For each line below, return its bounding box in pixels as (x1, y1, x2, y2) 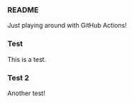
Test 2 (7, 72, 30, 82)
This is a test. (7, 55, 47, 63)
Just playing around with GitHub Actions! (7, 21, 128, 30)
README (7, 5, 39, 15)
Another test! (7, 89, 46, 97)
